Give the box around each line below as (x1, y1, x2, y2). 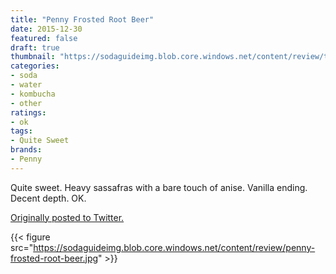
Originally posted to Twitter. (10, 211, 125, 223)
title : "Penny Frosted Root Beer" (10, 14, 155, 25)
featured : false (10, 33, 78, 43)
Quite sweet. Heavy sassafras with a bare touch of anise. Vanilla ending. (10, 181, 308, 193)
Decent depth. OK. (10, 192, 87, 204)
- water (10, 80, 43, 90)
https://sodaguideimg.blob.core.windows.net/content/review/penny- (33, 241, 316, 253)
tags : (10, 126, 33, 136)
